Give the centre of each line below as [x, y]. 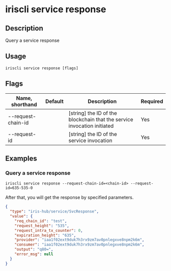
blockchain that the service [101, 119]
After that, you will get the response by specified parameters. [69, 198]
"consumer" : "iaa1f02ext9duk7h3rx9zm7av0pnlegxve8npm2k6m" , [79, 245]
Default [54, 101]
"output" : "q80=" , [34, 250]
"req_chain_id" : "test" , [41, 221]
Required [152, 101]
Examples [21, 159]
